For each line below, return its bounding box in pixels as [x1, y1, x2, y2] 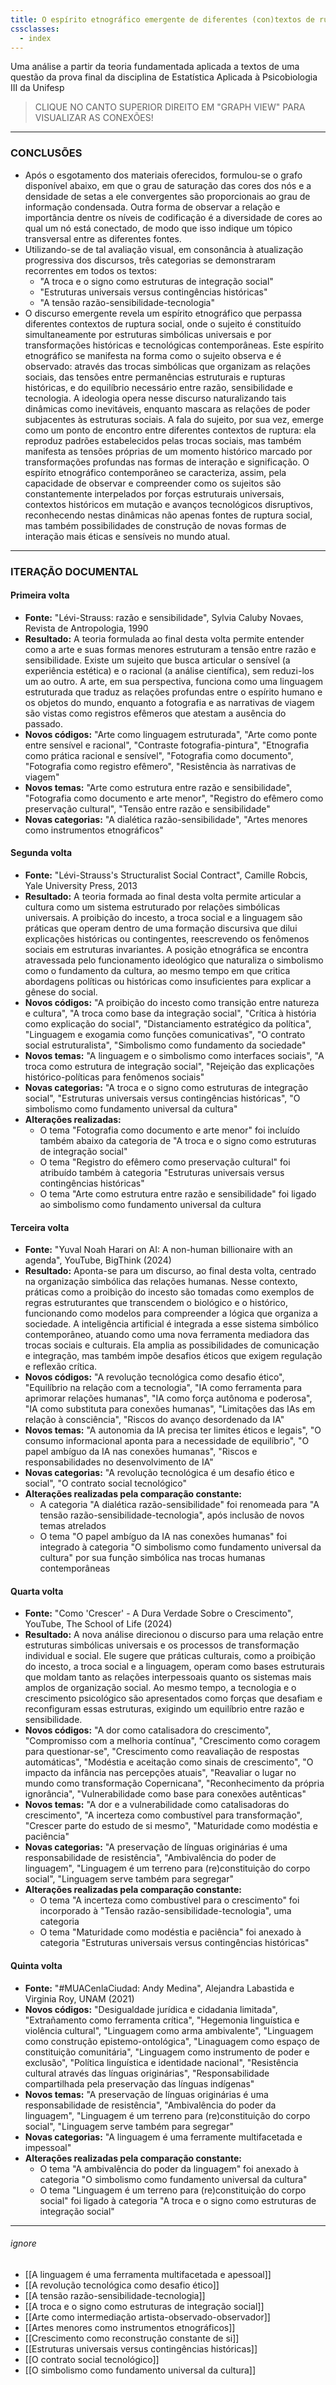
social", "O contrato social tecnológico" [24, 1477, 187, 1490]
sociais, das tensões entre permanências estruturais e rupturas [24, 371, 286, 383]
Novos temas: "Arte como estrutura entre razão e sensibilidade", [24, 781, 293, 793]
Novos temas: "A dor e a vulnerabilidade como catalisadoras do [24, 1799, 290, 1811]
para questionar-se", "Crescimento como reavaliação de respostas [24, 1746, 300, 1758]
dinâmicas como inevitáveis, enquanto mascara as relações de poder [24, 402, 311, 415]
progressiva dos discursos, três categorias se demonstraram [24, 254, 277, 266]
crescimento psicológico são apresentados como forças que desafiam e [24, 1692, 323, 1705]
